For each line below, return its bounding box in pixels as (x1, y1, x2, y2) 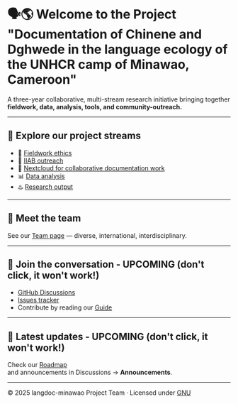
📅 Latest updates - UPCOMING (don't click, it (7, 330, 208, 342)
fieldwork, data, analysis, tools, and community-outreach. (7, 102, 183, 111)
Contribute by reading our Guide (17, 303, 113, 312)
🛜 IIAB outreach (17, 156, 64, 165)
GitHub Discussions (17, 288, 76, 297)
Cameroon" (7, 72, 77, 88)
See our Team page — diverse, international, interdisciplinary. (7, 231, 188, 239)
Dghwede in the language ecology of (7, 41, 228, 58)
